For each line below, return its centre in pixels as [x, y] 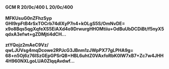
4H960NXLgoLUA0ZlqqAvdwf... [40, 61]
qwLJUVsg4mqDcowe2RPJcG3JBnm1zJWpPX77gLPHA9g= [69, 50]
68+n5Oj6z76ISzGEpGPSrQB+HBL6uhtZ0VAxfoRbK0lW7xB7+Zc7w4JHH [84, 56]
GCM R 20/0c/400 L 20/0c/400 [39, 7]
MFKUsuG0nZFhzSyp [29, 18]
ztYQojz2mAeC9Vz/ [27, 45]
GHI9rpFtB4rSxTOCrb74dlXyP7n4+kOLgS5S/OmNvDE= [65, 24]
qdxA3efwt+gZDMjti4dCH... [36, 34]
